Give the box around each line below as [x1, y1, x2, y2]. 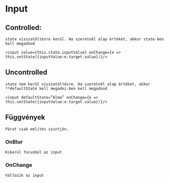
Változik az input [5, 173, 44, 178]
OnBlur [5, 138, 23, 145]
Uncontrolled [5, 68, 48, 77]
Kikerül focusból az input [5, 150, 62, 155]
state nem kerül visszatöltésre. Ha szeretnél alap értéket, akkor [5, 82, 151, 87]
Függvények [5, 113, 46, 122]
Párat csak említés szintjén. [5, 126, 69, 132]
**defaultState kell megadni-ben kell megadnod [5, 86, 108, 91]
